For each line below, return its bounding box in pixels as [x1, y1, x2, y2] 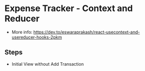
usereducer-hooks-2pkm [11, 34, 62, 40]
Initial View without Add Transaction [11, 61, 84, 67]
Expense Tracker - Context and [4, 3, 133, 14]
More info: [11, 29, 33, 35]
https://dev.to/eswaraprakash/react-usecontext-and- [33, 29, 140, 35]
